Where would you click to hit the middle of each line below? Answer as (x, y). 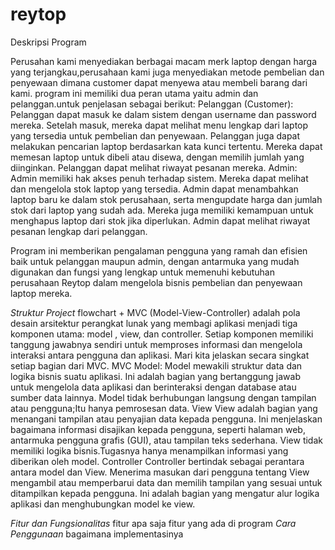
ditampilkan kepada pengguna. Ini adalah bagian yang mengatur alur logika (165, 493)
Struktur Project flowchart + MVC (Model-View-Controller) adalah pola (155, 312)
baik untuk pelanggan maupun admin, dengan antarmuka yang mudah (155, 261)
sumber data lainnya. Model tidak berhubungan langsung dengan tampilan (163, 397)
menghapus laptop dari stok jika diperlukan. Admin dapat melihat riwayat (160, 220)
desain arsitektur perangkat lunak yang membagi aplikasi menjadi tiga (154, 323)
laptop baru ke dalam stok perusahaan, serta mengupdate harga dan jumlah (166, 199)
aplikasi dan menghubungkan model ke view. (103, 504)
